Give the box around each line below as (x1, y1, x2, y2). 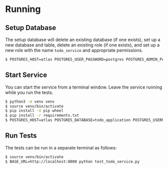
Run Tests (5, 131, 37, 140)
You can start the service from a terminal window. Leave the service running (5, 84, 162, 90)
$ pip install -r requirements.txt (5, 113, 79, 118)
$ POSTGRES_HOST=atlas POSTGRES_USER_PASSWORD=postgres (5, 57, 124, 62)
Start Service (5, 71, 47, 79)
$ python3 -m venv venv (5, 99, 55, 104)
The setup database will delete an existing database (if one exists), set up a (5, 36, 161, 42)
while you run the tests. (5, 89, 53, 95)
